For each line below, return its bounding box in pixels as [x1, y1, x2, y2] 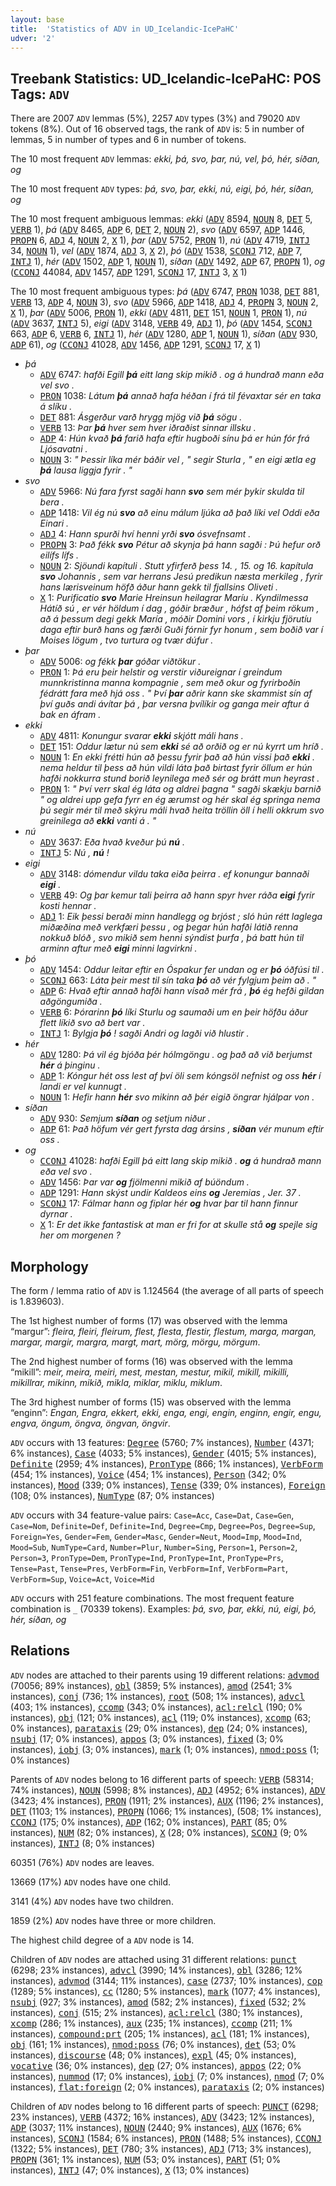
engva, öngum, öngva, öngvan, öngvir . [10, 1417, 171, 1429]
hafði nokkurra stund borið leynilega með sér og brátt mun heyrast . [39, 772, 320, 785]
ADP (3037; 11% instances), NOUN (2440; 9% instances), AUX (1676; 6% [10, 2121, 303, 2133]
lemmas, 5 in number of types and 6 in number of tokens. [10, 134, 247, 146]
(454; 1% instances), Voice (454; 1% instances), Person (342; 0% [10, 1469, 287, 1480]
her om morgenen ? [39, 1229, 121, 1241]
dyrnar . [39, 1208, 73, 1220]
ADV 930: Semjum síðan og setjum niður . [39, 1112, 211, 1125]
